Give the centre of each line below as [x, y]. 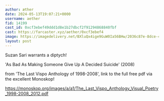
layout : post [18, 41]
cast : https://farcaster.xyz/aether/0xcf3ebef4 [54, 32]
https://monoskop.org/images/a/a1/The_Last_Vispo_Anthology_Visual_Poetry [82, 88]
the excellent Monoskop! [30, 79]
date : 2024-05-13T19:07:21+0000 [38, 14]
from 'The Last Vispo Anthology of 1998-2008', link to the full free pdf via [79, 74]
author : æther [20, 9]
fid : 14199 [16, 23]
